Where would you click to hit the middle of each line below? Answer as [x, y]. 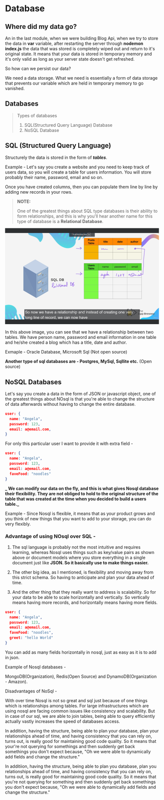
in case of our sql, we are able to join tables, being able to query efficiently [80, 716]
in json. [12, 657]
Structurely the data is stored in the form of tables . [56, 157]
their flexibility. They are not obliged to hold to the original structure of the [82, 493]
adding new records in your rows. [39, 192]
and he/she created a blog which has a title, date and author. [66, 342]
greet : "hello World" [31, 638]
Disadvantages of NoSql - [31, 691]
